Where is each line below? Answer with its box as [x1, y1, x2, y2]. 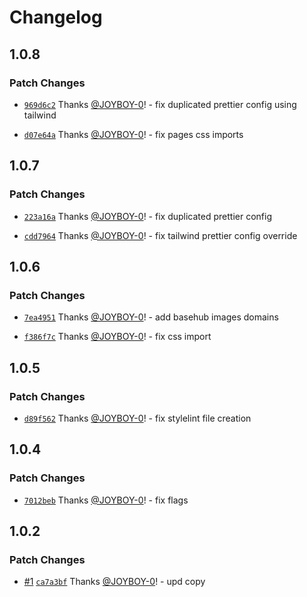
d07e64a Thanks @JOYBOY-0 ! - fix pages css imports [23, 128, 244, 140]
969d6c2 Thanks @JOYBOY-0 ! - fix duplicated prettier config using [23, 98, 297, 110]
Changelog [9, 6, 103, 29]
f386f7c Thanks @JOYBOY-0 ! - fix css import [23, 331, 212, 343]
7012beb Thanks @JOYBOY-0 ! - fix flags [23, 494, 189, 506]
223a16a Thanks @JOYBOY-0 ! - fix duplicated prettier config [23, 210, 272, 222]
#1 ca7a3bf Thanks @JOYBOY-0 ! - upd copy [23, 576, 206, 588]
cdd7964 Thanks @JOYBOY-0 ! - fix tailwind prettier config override [23, 229, 298, 241]
